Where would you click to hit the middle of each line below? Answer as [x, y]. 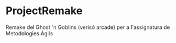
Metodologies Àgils [29, 33]
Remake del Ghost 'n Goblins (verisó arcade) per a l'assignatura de [88, 27]
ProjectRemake [44, 11]
